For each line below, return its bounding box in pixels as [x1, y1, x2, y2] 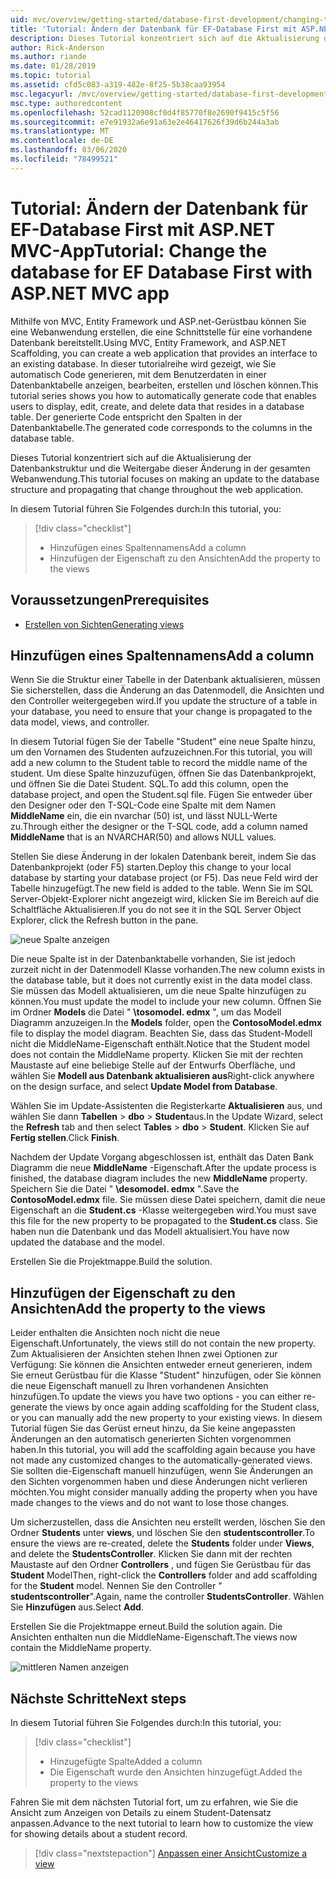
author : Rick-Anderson [10, 42, 105, 53]
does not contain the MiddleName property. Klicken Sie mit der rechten [10, 1049, 304, 1061]
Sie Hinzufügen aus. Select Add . [10, 1601, 144, 1613]
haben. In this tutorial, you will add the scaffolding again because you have [10, 1444, 316, 1456]
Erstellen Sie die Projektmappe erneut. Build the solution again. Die [10, 1621, 283, 1633]
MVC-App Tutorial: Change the [10, 239, 268, 262]
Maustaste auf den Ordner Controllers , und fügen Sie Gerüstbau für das [10, 1559, 312, 1571]
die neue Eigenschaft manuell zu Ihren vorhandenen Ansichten [10, 1380, 269, 1392]
